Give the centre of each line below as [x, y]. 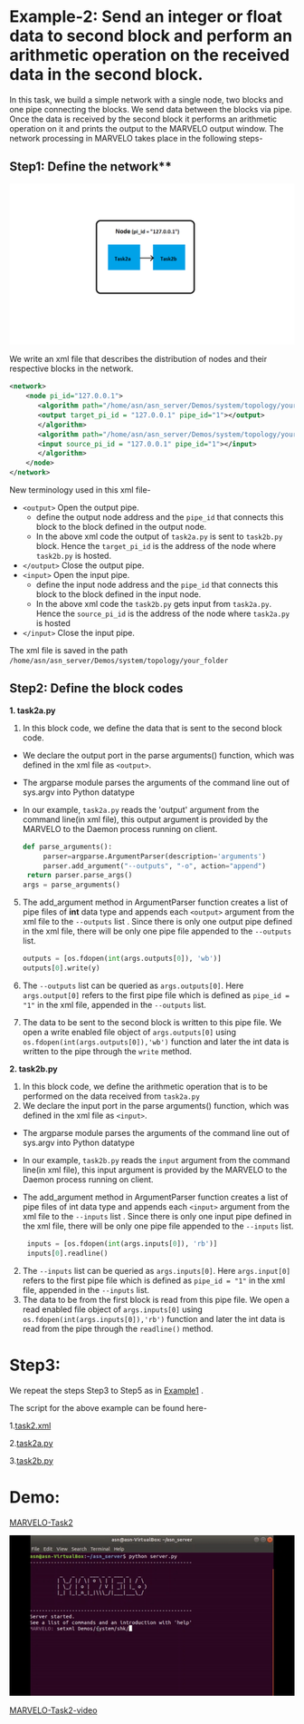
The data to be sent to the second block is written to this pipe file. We [152, 1022]
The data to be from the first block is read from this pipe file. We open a [156, 1299]
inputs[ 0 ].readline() [67, 1253]
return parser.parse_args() [80, 876]
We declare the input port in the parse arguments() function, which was [156, 1105]
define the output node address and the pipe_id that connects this [160, 517]
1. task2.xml [30, 1425]
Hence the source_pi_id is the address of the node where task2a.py [163, 613]
